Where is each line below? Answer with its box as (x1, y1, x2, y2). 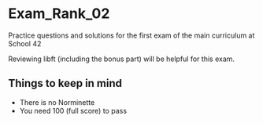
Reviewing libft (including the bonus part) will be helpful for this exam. (8, 54, 235, 63)
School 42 (8, 38, 42, 48)
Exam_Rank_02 (8, 5, 110, 23)
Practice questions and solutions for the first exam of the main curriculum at (8, 31, 255, 40)
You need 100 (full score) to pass (19, 106, 128, 115)
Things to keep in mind (8, 77, 123, 90)
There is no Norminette (19, 97, 95, 107)
